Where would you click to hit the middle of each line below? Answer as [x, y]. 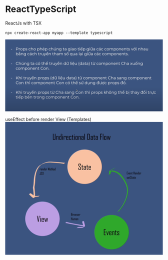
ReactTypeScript [41, 9]
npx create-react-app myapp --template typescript [59, 33]
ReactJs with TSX [23, 23]
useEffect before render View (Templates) [48, 119]
